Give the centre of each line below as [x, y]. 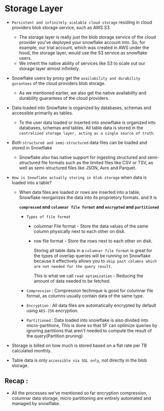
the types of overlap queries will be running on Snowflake [92, 256]
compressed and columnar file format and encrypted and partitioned [89, 207]
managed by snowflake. [36, 403]
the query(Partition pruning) [55, 336]
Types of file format [48, 217]
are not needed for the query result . [73, 266]
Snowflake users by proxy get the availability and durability [76, 78]
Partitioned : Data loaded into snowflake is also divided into [87, 320]
